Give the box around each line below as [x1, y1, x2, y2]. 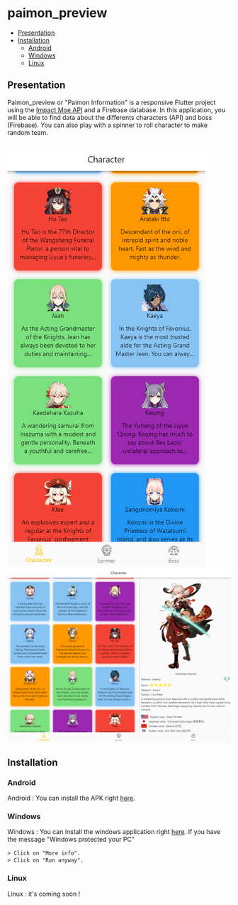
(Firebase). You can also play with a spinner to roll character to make [7, 121, 208, 129]
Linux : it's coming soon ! [7, 889, 81, 898]
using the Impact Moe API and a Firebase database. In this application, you [7, 105, 225, 114]
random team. [7, 128, 48, 136]
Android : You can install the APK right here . [7, 794, 136, 803]
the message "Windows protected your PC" [7, 835, 135, 844]
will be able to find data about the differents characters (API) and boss [7, 113, 212, 121]
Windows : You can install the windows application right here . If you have [7, 828, 221, 836]
